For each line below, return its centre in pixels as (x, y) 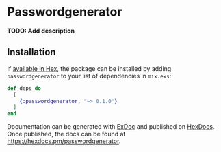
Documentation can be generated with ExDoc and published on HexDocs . (111, 127)
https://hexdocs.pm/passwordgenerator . (64, 141)
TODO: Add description (41, 31)
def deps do (24, 88)
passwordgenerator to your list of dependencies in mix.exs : (89, 76)
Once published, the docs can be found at (66, 134)
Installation (31, 52)
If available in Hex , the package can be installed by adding (89, 68)
